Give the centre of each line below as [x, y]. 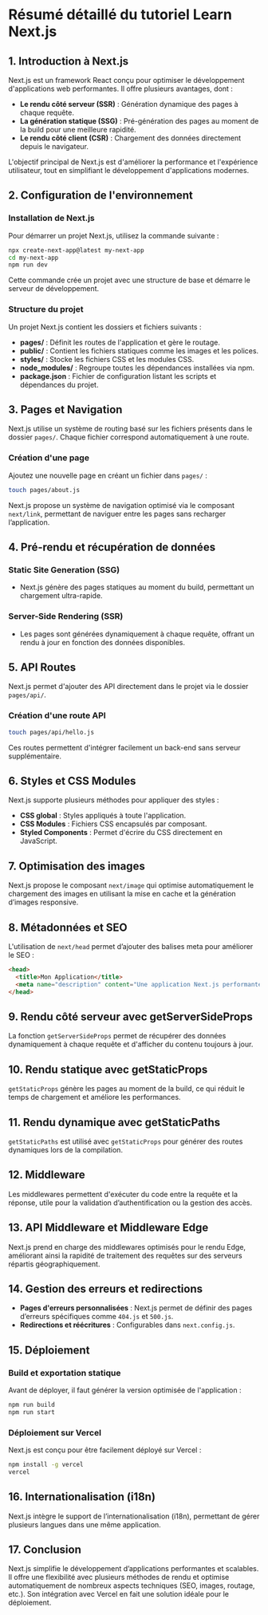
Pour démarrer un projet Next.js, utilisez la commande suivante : [114, 235]
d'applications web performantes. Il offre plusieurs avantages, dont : [121, 89]
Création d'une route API [57, 715]
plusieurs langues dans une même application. [85, 1524]
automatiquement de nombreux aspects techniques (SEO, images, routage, [132, 1585]
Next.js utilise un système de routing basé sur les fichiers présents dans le [130, 429]
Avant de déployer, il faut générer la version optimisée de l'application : [125, 1390]
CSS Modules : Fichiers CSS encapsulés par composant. [113, 824]
